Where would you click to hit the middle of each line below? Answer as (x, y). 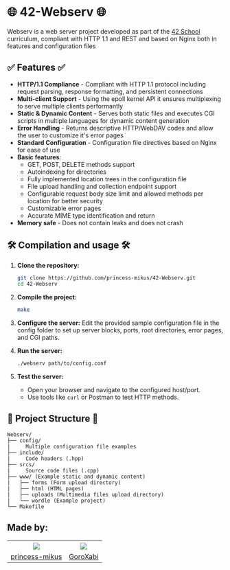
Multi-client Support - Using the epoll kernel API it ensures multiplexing (119, 99)
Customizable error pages (64, 208)
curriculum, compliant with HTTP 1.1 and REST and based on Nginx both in (112, 38)
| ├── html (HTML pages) (46, 488)
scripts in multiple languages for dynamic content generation (103, 120)
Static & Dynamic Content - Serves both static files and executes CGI (116, 113)
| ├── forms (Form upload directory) (64, 482)
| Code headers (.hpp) (46, 458)
